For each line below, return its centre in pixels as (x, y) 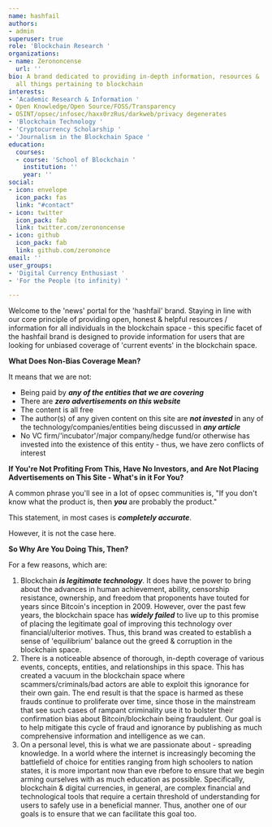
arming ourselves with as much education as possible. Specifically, (132, 779)
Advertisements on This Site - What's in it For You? (96, 477)
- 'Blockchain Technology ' (56, 122)
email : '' (25, 258)
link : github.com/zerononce (63, 250)
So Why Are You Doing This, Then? (69, 549)
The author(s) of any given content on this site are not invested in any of (142, 419)
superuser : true (36, 39)
